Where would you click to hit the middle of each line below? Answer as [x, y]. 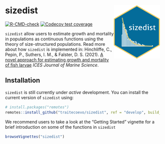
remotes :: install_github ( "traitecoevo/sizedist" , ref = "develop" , [76, 112]
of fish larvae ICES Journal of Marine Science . [52, 65]
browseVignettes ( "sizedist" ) [35, 137]
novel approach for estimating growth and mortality [57, 59]
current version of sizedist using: [39, 97]
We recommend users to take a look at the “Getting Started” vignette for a [80, 122]
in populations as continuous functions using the [54, 39]
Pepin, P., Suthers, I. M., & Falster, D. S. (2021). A [54, 55]
